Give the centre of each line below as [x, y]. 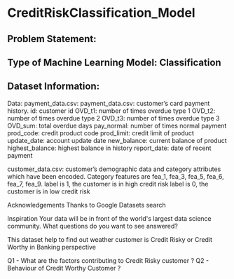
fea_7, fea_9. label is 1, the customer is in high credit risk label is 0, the [108, 184]
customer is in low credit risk [49, 191]
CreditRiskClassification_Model [101, 13]
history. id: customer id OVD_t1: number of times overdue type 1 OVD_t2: [111, 111]
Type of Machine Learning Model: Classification [115, 62]
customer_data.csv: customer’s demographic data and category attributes [114, 169]
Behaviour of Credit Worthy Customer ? [64, 268]
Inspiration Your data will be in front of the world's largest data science [109, 218]
